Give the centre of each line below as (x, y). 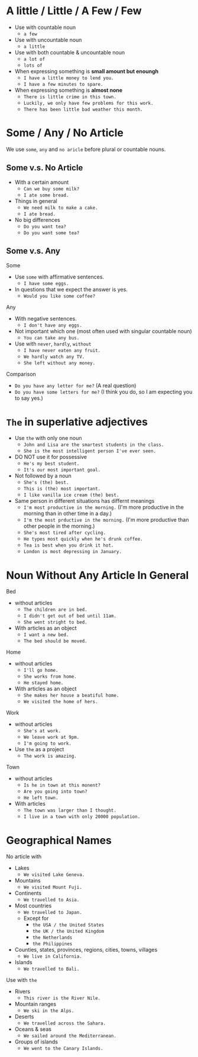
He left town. (41, 798)
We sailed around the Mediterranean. (70, 1036)
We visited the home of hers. (61, 702)
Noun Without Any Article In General (98, 575)
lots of (33, 65)
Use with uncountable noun (48, 40)
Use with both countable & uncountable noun (70, 52)
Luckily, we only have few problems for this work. (88, 103)
